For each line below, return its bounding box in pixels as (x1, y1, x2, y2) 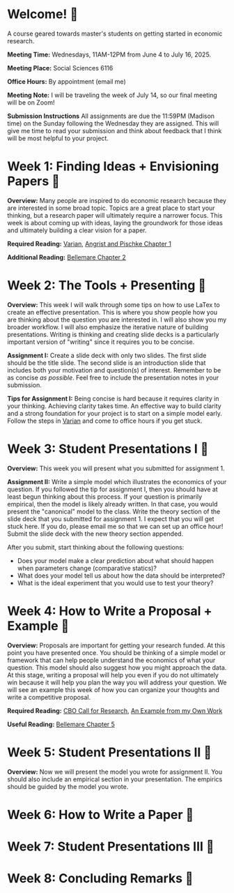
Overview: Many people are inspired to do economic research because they (7, 196, 226, 204)
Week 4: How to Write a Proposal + (7, 603, 212, 619)
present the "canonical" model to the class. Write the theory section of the (7, 507, 221, 516)
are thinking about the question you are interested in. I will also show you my (7, 315, 227, 324)
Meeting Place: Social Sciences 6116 (7, 63, 114, 72)
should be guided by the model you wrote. (7, 782, 129, 790)
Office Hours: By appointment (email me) (7, 77, 127, 86)
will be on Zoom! (7, 98, 55, 107)
